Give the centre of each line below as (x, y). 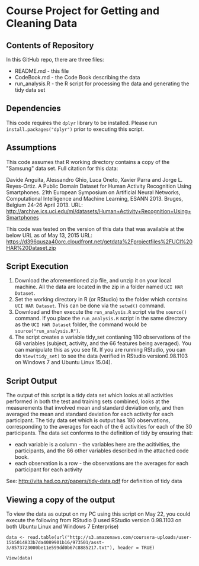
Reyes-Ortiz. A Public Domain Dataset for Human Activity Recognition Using (99, 186)
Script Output (32, 381)
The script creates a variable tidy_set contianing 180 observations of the (102, 337)
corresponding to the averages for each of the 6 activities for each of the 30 (99, 427)
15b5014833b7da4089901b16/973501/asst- (55, 543)
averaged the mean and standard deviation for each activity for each (90, 414)
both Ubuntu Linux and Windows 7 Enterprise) (62, 527)
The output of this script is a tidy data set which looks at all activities (90, 395)
